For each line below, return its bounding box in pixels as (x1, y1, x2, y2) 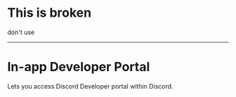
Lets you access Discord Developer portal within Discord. (7, 82, 173, 90)
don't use (7, 28, 35, 36)
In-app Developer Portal (7, 59, 150, 75)
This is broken (7, 5, 92, 21)
